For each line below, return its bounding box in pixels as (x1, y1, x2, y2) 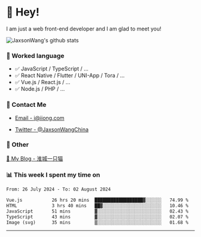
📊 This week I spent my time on (6, 170, 100, 178)
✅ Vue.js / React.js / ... (14, 79, 71, 86)
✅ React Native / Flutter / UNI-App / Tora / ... (14, 72, 125, 79)
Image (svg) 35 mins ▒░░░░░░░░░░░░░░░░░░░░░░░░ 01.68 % (6, 219, 188, 226)
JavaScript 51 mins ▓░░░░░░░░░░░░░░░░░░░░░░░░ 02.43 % (6, 208, 188, 214)
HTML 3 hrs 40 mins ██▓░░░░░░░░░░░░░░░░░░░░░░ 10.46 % (6, 202, 188, 208)
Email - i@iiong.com (14, 114, 65, 121)
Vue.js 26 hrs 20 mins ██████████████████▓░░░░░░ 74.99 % (6, 197, 188, 203)
